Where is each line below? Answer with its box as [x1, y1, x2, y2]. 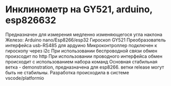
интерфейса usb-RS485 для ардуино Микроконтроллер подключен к [5, 42, 158, 48]
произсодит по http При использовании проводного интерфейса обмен [5, 53, 163, 59]
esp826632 [5, 14, 56, 26]
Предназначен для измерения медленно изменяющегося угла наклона [5, 31, 163, 37]
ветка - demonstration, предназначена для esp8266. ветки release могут [5, 64, 164, 70]
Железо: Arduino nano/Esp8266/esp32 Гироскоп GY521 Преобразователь [5, 37, 166, 43]
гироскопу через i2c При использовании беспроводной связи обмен [5, 48, 158, 54]
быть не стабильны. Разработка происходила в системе [5, 69, 129, 75]
